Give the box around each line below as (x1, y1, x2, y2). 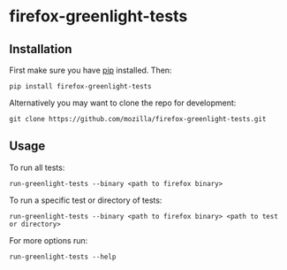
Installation (9, 42, 72, 57)
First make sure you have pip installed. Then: (9, 65, 172, 75)
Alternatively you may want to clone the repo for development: (9, 97, 237, 108)
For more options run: (9, 235, 88, 245)
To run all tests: (9, 162, 65, 173)
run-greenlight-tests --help (9, 252, 117, 261)
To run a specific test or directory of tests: (9, 195, 162, 205)
